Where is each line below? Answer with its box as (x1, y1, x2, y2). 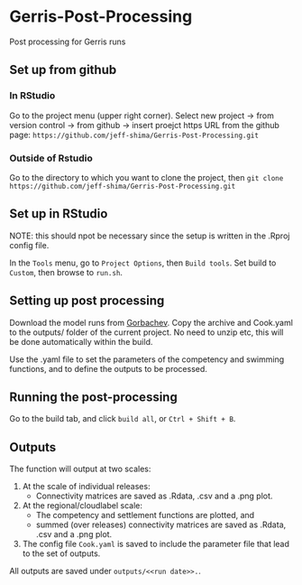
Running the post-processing (9, 389, 178, 404)
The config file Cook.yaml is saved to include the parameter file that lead (22, 539, 290, 550)
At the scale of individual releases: (22, 481, 151, 492)
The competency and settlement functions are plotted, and (35, 510, 255, 521)
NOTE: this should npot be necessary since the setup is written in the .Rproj (9, 230, 290, 241)
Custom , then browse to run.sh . (9, 266, 124, 277)
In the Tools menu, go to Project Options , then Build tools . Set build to (9, 257, 277, 268)
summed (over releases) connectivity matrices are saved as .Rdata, (35, 519, 287, 530)
